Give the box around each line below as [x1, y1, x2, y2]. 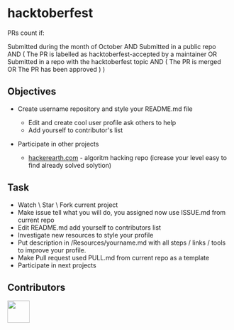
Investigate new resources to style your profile [17, 230, 154, 239]
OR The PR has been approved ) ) [7, 65, 106, 73]
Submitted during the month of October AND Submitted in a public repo [7, 42, 216, 50]
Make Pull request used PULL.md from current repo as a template [17, 253, 210, 262]
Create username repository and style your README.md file [17, 105, 193, 113]
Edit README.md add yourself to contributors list [17, 223, 162, 232]
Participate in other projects [17, 139, 99, 148]
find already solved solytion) [28, 161, 112, 169]
